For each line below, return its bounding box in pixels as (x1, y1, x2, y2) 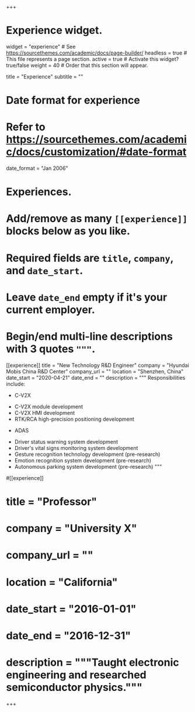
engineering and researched (6, 669, 147, 682)
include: (6, 380, 26, 387)
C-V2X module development (14, 403, 83, 410)
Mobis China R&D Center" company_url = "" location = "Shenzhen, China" (6, 367, 184, 375)
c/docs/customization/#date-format (6, 145, 187, 159)
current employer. (6, 303, 95, 316)
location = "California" (6, 575, 118, 589)
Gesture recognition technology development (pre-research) (14, 451, 161, 458)
